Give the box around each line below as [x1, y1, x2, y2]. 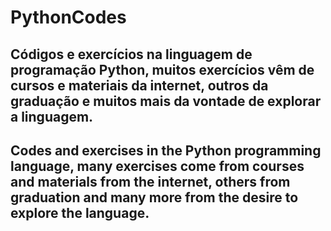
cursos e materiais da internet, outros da [10, 77, 269, 94]
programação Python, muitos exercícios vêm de [10, 61, 315, 78]
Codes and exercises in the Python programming [10, 142, 322, 159]
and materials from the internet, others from [10, 173, 291, 190]
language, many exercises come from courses [10, 157, 305, 175]
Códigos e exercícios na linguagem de [10, 46, 253, 63]
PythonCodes [10, 6, 127, 29]
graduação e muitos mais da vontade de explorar [10, 92, 322, 110]
